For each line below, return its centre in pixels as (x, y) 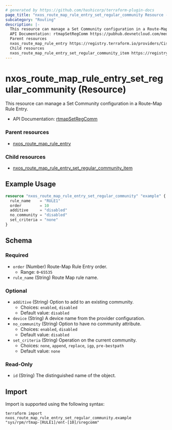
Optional (16, 291)
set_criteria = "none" (34, 220)
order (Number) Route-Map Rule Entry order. (60, 266)
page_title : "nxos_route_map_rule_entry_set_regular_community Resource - (87, 15)
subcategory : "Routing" (31, 20)
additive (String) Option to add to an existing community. (73, 302)
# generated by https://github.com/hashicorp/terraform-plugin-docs (80, 10)
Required (17, 255)
